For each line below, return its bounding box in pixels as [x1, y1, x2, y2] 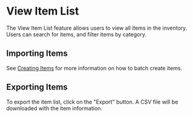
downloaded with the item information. [6, 104, 103, 112]
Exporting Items [6, 82, 68, 92]
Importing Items [6, 48, 68, 59]
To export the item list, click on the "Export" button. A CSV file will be [6, 98, 178, 105]
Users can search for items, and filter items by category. [6, 30, 147, 38]
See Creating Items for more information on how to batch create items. [6, 64, 183, 72]
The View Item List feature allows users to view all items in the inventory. [6, 24, 188, 32]
